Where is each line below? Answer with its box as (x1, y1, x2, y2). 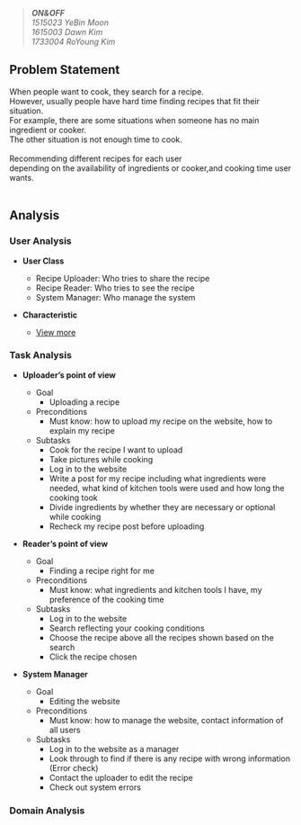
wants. (9, 172, 34, 183)
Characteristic (22, 309, 78, 320)
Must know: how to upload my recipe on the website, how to (49, 416, 273, 426)
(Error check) (49, 762, 99, 773)
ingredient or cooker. (9, 124, 87, 135)
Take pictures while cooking (49, 453, 154, 464)
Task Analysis (9, 349, 72, 362)
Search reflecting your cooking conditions (49, 623, 205, 633)
